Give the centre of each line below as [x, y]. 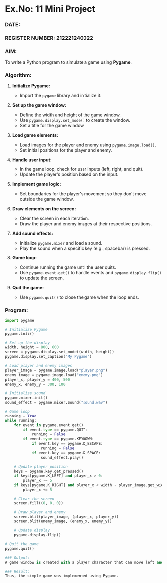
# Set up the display [28, 343]
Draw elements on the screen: [44, 208]
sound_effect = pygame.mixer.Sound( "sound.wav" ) [56, 403]
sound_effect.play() [62, 458]
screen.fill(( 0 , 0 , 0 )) [39, 503]
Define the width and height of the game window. [70, 115]
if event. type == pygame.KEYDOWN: [59, 439]
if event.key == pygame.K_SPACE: [66, 453]
